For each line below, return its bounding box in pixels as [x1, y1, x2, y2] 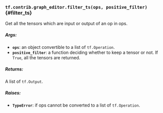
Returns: [5, 66, 24, 72]
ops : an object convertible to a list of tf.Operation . [12, 44, 115, 50]
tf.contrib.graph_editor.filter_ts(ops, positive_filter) [5, 4, 148, 10]
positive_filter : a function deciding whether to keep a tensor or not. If [12, 49, 158, 56]
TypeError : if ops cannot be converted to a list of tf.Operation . [12, 102, 140, 108]
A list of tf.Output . [5, 78, 43, 84]
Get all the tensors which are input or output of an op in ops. [5, 21, 127, 27]
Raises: [5, 90, 21, 96]
